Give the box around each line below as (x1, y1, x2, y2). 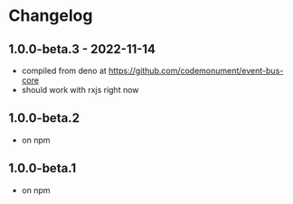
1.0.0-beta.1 (8, 161, 77, 176)
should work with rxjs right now (21, 85, 139, 95)
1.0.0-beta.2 (8, 110, 80, 126)
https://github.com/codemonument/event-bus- (109, 65, 284, 76)
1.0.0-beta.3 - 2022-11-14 (8, 42, 156, 57)
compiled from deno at (21, 65, 108, 76)
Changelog (8, 5, 93, 26)
